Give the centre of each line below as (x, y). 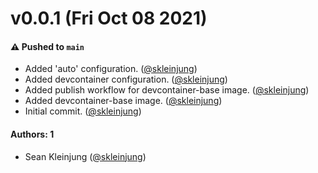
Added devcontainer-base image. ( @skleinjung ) (123, 101)
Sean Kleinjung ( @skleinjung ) (85, 156)
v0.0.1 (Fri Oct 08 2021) (109, 18)
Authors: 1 (32, 134)
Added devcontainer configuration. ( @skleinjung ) (126, 79)
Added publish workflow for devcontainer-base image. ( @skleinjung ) (167, 90)
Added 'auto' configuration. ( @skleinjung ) (111, 69)
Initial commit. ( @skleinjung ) (83, 111)
